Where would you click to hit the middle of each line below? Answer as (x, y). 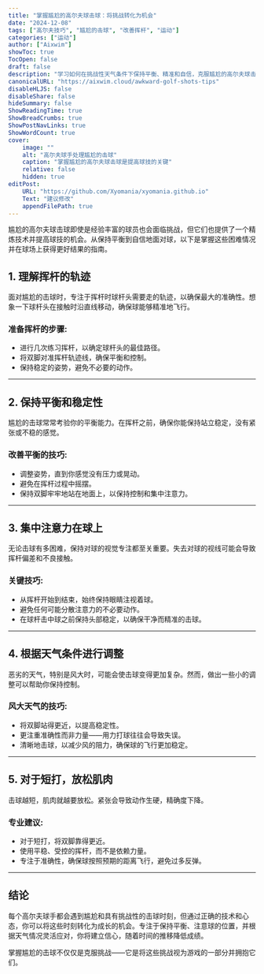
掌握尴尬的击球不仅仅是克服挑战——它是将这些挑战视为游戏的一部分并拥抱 (128, 952)
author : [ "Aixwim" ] (40, 45)
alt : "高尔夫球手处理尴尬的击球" (70, 155)
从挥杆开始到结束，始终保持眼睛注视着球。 (88, 599)
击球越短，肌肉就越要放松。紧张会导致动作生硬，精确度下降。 (108, 800)
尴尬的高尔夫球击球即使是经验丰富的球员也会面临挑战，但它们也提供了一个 (128, 230)
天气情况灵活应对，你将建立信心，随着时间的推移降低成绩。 (111, 935)
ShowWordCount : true (42, 132)
